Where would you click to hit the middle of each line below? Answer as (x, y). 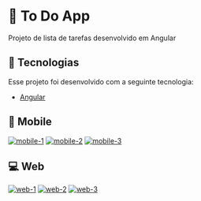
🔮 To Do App (49, 16)
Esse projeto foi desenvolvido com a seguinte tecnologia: (101, 81)
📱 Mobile (30, 122)
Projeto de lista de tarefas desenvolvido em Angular (92, 38)
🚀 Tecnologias (44, 63)
